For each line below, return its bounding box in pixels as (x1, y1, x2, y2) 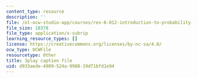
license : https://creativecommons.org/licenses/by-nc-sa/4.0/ (6, 42, 162, 48)
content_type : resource (6, 8, 65, 15)
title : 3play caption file (6, 57, 72, 63)
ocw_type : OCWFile (6, 47, 51, 53)
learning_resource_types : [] (6, 36, 78, 42)
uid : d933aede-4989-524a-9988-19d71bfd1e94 (6, 63, 115, 69)
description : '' (6, 14, 46, 20)
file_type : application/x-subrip (6, 30, 88, 36)
